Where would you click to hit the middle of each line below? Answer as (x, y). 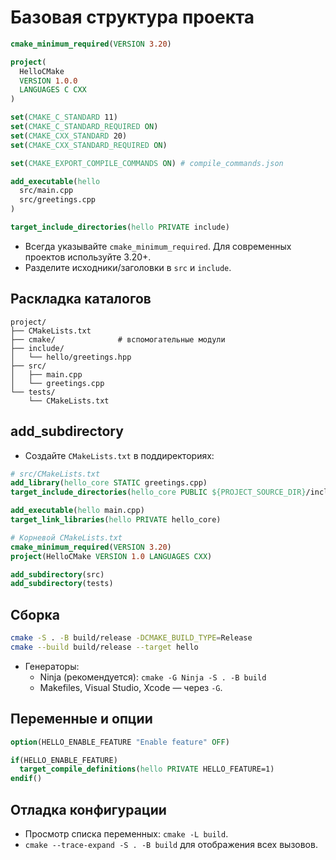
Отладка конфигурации (88, 809)
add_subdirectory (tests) (62, 584)
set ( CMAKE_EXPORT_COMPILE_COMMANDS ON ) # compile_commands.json (147, 163)
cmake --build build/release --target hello (104, 647)
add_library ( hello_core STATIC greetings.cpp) (109, 483)
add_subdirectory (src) (57, 574)
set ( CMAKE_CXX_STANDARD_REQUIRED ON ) (89, 145)
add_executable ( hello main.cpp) (77, 511)
